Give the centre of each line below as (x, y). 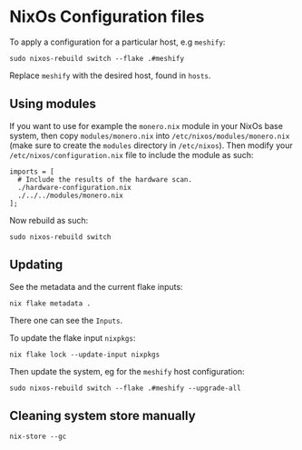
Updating (36, 265)
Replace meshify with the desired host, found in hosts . (110, 75)
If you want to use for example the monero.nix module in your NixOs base (146, 125)
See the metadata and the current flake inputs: (96, 286)
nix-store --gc (38, 437)
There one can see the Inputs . (66, 320)
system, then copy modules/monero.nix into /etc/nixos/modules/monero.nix (150, 135)
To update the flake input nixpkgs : (73, 337)
